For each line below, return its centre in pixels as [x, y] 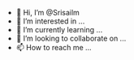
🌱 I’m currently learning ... [59, 30]
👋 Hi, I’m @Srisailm [48, 13]
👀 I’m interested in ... [50, 21]
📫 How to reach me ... [54, 47]
